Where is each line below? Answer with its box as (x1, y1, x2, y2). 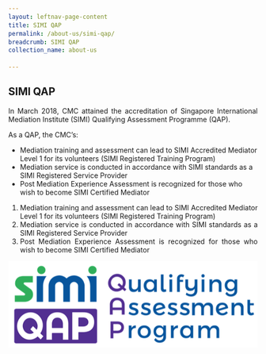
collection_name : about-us (8, 46, 97, 55)
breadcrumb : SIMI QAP (8, 38, 80, 46)
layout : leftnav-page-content (8, 13, 108, 21)
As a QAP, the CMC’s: (8, 129, 79, 139)
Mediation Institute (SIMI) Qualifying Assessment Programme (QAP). (8, 114, 231, 124)
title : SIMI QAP (8, 21, 62, 29)
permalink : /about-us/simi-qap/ (8, 29, 115, 37)
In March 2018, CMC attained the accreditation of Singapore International (8, 106, 258, 115)
